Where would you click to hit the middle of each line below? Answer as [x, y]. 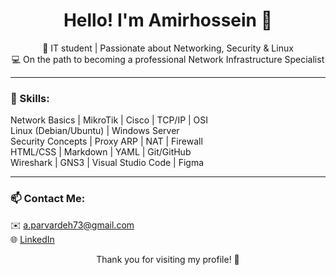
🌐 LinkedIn [32, 239]
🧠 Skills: [30, 98]
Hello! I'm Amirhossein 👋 [168, 20]
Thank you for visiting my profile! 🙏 [168, 259]
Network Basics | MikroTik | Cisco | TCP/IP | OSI [109, 120]
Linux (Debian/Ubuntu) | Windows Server [95, 131]
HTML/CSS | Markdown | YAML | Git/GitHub [101, 152]
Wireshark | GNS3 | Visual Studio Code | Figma [107, 163]
